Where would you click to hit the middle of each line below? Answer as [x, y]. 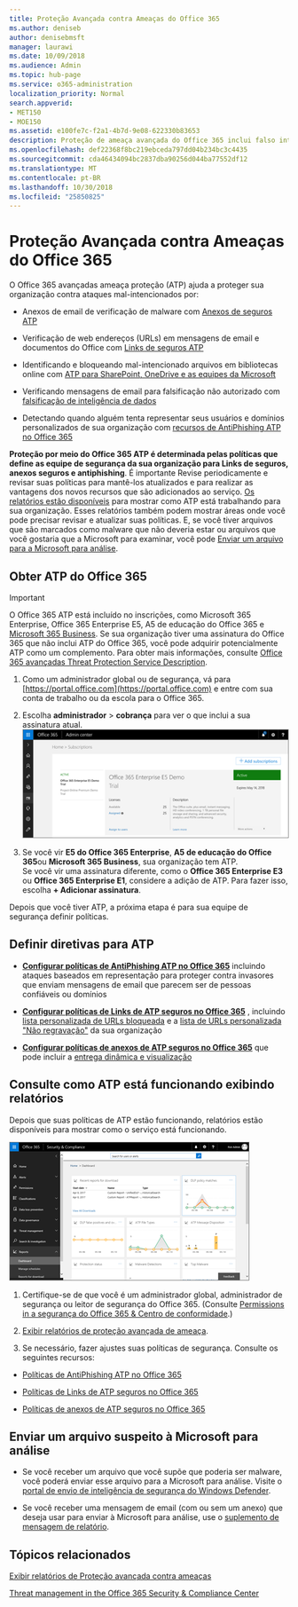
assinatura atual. [52, 725]
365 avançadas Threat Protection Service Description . [109, 662]
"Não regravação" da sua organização [92, 1030]
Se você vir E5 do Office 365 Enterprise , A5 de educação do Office [147, 852]
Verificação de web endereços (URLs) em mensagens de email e [141, 338]
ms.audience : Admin [45, 66]
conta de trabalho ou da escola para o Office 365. [113, 698]
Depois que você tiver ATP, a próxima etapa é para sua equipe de [129, 907]
